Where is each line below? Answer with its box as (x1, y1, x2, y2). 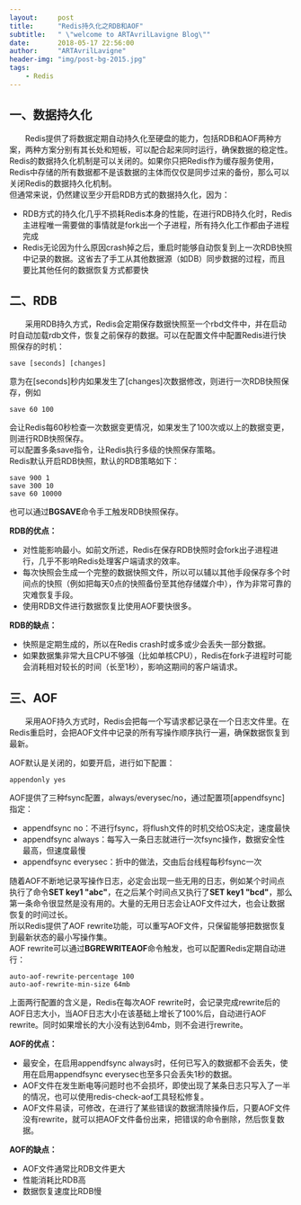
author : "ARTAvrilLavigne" (9, 47, 127, 56)
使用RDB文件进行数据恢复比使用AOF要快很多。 (22, 601, 197, 611)
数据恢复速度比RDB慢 (22, 1186, 102, 1197)
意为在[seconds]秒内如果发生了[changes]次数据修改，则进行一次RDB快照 (9, 376, 281, 387)
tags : (9, 64, 30, 73)
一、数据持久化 (9, 107, 93, 122)
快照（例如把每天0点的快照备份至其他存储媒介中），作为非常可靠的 (46, 578, 292, 589)
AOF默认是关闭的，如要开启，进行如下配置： (9, 757, 175, 769)
